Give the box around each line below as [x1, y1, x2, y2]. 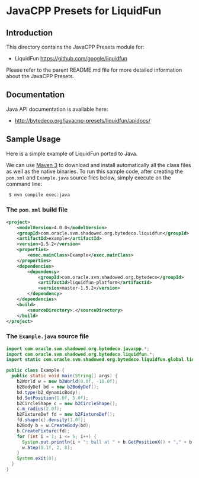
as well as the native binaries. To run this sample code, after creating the [6, 168, 184, 175]
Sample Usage [6, 134, 61, 145]
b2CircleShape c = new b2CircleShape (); [17, 400, 118, 406]
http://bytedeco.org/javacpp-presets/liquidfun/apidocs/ [14, 117, 151, 124]
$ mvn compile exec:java [8, 191, 70, 198]
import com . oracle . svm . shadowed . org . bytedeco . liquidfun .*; [6, 351, 155, 357]
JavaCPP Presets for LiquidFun [6, 4, 162, 18]
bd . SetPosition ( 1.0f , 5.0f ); [17, 395, 89, 401]
